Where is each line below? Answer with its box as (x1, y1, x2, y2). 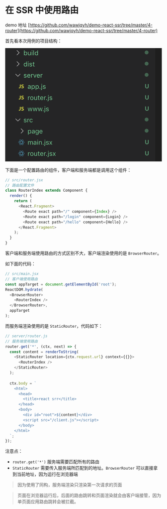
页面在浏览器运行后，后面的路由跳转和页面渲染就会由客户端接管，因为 (17, 493, 162, 499)
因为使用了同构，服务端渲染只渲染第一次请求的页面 (17, 482, 122, 488)
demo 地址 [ (5, 22, 30, 28)
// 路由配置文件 (5, 183, 34, 188)
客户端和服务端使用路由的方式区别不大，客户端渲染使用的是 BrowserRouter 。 (5, 250, 162, 256)
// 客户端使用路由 (5, 276, 38, 281)
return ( (14, 199, 32, 204)
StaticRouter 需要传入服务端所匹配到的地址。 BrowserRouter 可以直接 (12, 465, 154, 471)
